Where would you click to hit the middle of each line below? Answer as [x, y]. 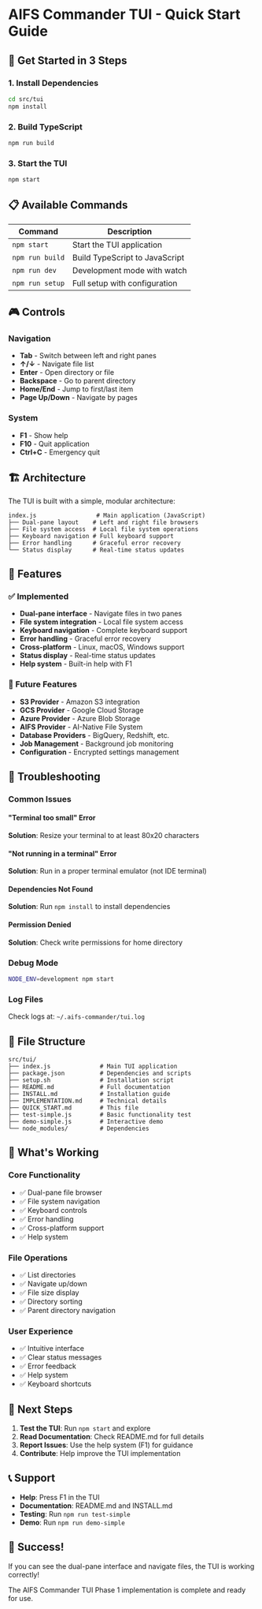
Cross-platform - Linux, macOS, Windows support [102, 647]
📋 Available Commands [68, 206]
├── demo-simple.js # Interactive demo [86, 1121]
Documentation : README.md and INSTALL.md [96, 1506]
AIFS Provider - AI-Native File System [81, 727]
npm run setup [39, 283]
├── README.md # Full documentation [89, 1087]
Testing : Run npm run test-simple [75, 1514]
